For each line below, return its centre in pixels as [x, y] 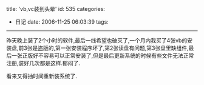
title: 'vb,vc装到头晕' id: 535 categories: [56, 9]
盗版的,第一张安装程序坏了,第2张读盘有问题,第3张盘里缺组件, [113, 48]
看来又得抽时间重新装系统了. [42, 76]
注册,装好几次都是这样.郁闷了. [43, 63]
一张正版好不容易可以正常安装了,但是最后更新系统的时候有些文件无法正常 [103, 56]
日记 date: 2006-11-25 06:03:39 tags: [62, 22]
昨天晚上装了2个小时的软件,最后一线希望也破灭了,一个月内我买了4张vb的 [97, 40]
